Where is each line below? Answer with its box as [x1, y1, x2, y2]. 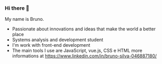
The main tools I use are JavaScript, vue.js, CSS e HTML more [12, 48, 143, 54]
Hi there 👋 [5, 5, 30, 12]
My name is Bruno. [5, 16, 44, 22]
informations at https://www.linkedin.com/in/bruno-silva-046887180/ [12, 53, 157, 59]
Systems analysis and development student [12, 37, 104, 43]
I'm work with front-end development [12, 42, 90, 48]
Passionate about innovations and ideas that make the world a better [12, 26, 156, 32]
